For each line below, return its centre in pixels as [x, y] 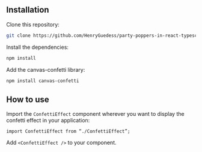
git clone [19, 36]
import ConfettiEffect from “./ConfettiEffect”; [68, 131]
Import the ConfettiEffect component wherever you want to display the [95, 114]
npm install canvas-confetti [43, 81]
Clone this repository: [33, 24]
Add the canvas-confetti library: [46, 69]
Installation [28, 10]
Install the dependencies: [38, 47]
